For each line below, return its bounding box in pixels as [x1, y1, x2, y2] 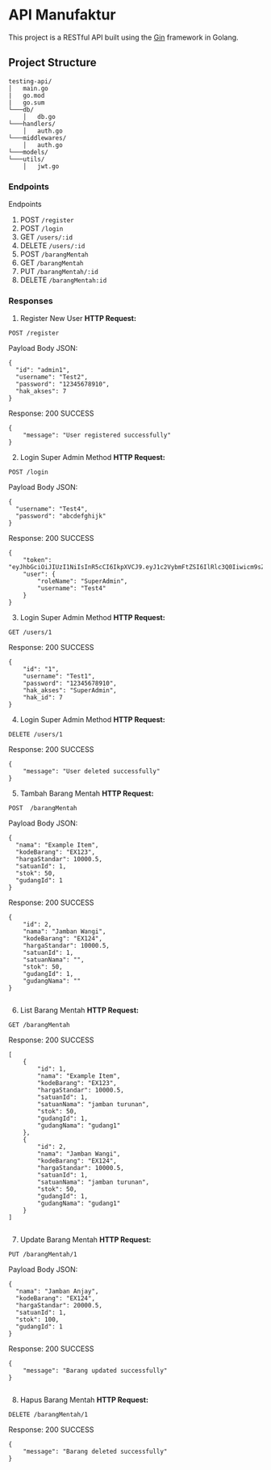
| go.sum [8, 99, 45, 107]
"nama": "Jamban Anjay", [15, 1287, 99, 1295]
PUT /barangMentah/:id [19, 267, 98, 277]
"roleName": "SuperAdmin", [37, 577, 128, 585]
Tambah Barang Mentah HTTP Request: [19, 788, 154, 798]
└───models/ [8, 148, 48, 156]
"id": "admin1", [15, 366, 70, 374]
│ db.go [23, 112, 56, 120]
